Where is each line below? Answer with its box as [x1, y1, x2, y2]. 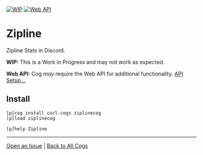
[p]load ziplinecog [6, 115, 56, 121]
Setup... [6, 76, 26, 84]
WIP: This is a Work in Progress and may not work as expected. [6, 58, 165, 66]
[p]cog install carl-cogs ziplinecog [6, 110, 101, 116]
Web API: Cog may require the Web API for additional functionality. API [6, 70, 183, 77]
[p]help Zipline [6, 125, 47, 132]
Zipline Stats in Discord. [6, 46, 65, 54]
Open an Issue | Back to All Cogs [6, 142, 88, 149]
